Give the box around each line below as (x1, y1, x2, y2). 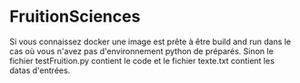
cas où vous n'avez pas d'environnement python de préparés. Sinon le (9, 45, 275, 56)
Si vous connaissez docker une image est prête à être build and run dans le (9, 36, 292, 47)
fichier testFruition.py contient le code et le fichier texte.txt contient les (9, 55, 275, 66)
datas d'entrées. (9, 65, 71, 76)
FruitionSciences (9, 6, 141, 27)
